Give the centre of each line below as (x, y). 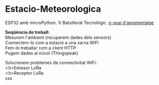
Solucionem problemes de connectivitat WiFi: (51, 62)
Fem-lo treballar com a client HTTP (41, 48)
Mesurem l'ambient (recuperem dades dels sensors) (58, 37)
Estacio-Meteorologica (53, 9)
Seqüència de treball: (28, 32)
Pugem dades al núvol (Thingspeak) (42, 53)
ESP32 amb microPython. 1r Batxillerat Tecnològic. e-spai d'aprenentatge (79, 23)
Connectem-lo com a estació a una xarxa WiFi (52, 42)
